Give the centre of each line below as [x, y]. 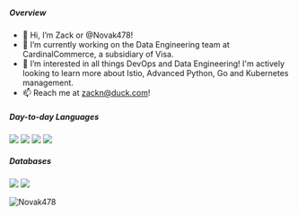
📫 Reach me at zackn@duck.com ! [86, 92]
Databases [31, 160]
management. [48, 82]
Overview [28, 13]
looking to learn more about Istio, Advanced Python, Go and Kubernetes [155, 73]
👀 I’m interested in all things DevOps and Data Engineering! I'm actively [153, 64]
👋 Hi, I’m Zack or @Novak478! [78, 35]
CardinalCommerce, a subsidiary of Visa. [98, 54]
